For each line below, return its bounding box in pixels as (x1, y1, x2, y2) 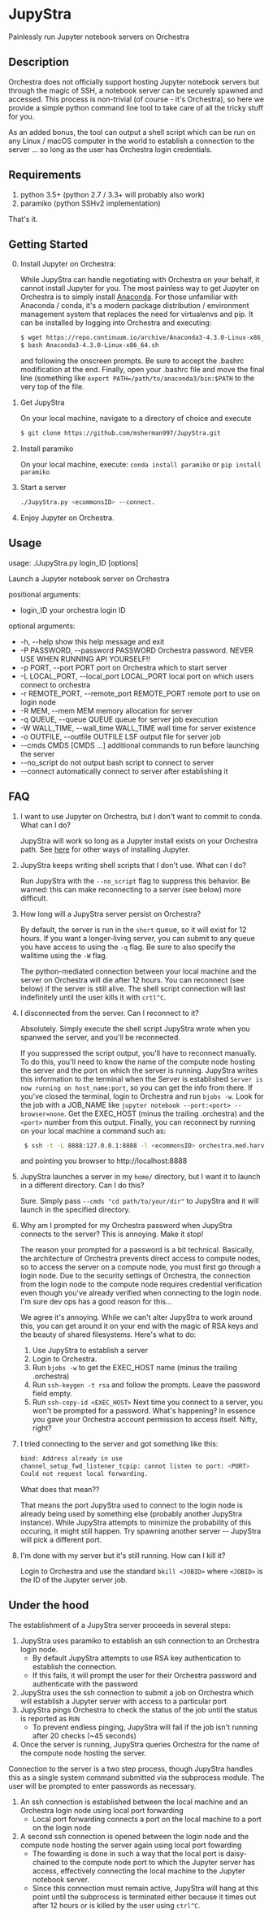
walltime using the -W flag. (19, 950, 108, 960)
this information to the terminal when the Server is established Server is (19, 1074, 263, 1083)
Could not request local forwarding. (19, 1470, 149, 1478)
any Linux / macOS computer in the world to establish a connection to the (8, 136, 254, 145)
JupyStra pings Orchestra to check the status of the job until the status (19, 1704, 258, 1715)
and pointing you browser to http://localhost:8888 (19, 1156, 188, 1166)
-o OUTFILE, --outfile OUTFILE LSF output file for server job (19, 731, 221, 741)
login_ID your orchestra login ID (19, 605, 126, 614)
